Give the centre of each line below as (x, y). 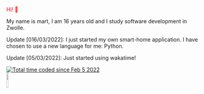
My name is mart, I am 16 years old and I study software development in (97, 21)
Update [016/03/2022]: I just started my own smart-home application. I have (102, 39)
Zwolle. (16, 28)
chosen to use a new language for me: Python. (65, 46)
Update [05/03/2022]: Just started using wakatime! (71, 58)
